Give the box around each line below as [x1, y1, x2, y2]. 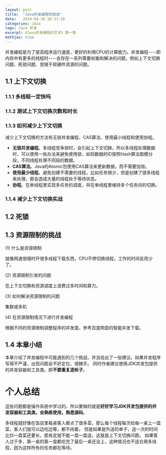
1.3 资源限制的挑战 [5, 231, 62, 239]
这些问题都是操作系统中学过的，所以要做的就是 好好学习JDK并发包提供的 [5, 404, 153, 409]
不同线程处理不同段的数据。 [21, 157, 78, 163]
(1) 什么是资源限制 [5, 245, 42, 251]
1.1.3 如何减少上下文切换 [5, 122, 63, 129]
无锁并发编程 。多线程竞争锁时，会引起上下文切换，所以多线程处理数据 [12, 145, 156, 151]
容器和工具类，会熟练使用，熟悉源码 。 [9, 409, 87, 415]
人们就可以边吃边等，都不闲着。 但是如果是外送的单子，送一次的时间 [18, 426, 158, 432]
